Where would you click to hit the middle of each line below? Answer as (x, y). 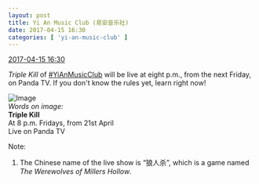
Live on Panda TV (36, 132)
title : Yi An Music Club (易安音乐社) (69, 23)
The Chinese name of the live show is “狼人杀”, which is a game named (134, 163)
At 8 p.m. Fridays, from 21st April (61, 123)
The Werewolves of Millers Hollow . (75, 171)
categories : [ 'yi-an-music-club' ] (68, 37)
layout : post (29, 15)
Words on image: (36, 106)
